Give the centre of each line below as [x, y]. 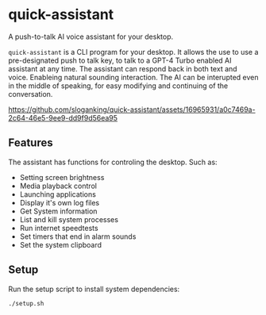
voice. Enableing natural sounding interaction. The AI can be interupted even [133, 77]
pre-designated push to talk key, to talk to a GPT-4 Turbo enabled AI [120, 60]
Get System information [58, 211]
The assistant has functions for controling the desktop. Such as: [113, 162]
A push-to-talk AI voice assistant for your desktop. [91, 36]
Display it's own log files [60, 202]
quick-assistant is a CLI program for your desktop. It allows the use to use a [133, 52]
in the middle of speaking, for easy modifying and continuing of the [118, 86]
